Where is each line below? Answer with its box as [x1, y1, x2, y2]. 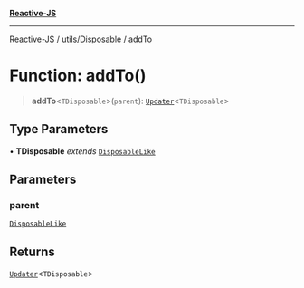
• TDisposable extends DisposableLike [9, 145, 156, 157]
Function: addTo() [9, 65, 147, 86]
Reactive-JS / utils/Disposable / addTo [9, 34, 152, 44]
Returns [9, 244, 56, 259]
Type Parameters [9, 121, 109, 137]
